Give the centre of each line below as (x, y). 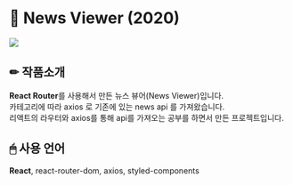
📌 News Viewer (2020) (94, 18)
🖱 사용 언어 (37, 149)
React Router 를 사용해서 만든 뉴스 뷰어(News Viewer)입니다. (117, 95)
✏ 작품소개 (37, 72)
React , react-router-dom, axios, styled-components (105, 170)
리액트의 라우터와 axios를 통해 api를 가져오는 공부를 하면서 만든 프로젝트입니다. (147, 117)
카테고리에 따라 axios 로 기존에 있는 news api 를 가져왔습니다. (117, 107)
